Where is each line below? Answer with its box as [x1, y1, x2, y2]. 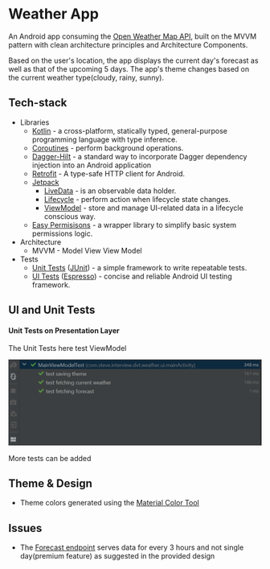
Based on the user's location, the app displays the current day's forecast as [8, 56, 259, 65]
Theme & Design [8, 476, 92, 491]
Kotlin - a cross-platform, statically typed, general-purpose [31, 126, 227, 135]
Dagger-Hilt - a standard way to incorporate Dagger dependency [31, 151, 247, 161]
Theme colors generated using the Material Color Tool [19, 498, 199, 508]
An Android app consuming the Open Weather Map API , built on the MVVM [8, 31, 257, 41]
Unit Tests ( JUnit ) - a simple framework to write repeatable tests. [31, 262, 247, 272]
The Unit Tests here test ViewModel [8, 344, 127, 353]
